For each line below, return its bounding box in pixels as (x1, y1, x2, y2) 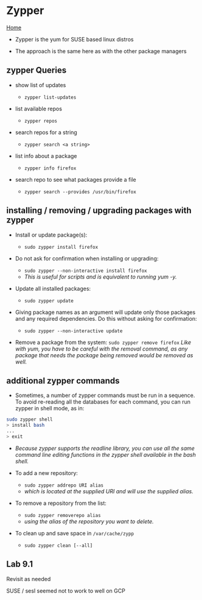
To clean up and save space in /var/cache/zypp (15, 529, 134, 537)
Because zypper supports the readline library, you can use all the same (15, 445, 195, 452)
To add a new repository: (15, 469, 78, 476)
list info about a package (15, 152, 77, 159)
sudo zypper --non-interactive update (24, 327, 123, 334)
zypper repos (24, 118, 58, 124)
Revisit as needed (6, 575, 51, 582)
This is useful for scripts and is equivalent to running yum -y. (24, 273, 177, 280)
